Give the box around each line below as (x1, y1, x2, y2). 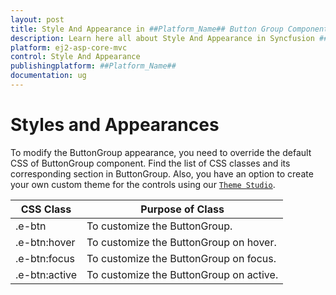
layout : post (10, 14, 65, 25)
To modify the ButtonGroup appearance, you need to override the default (10, 146, 312, 158)
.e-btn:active (15, 267, 78, 281)
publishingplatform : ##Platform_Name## (10, 61, 177, 71)
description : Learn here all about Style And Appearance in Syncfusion (10, 33, 315, 43)
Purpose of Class (140, 202, 225, 216)
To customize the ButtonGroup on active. (86, 267, 279, 281)
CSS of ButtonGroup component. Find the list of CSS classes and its (10, 157, 291, 169)
